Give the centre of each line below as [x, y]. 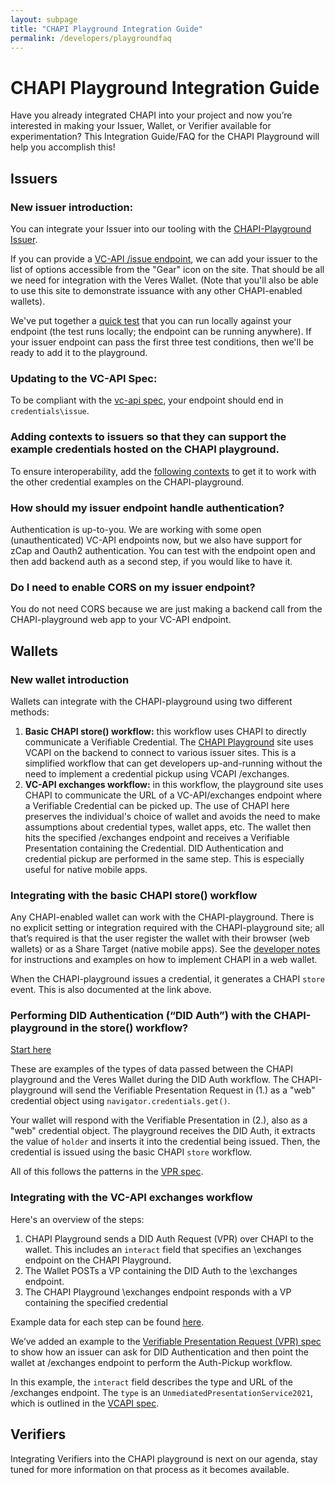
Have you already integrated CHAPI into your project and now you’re [151, 115]
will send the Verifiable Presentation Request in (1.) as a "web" [187, 1090]
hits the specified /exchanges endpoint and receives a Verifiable [157, 837]
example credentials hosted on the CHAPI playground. [145, 449]
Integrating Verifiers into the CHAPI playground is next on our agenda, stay [164, 1458]
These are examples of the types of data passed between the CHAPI [151, 1069]
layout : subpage [44, 19]
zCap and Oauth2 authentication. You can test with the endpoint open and [163, 550]
